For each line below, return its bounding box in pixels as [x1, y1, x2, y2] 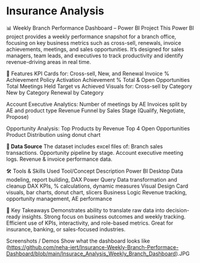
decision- [165, 206, 190, 213]
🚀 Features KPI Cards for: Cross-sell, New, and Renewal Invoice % [6, 70, 169, 77]
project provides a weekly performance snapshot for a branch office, [6, 33, 177, 40]
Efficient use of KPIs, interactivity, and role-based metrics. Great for [6, 219, 174, 227]
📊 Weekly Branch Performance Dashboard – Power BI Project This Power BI [6, 24, 195, 31]
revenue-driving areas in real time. [6, 58, 92, 65]
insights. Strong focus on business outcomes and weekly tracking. [22, 213, 186, 220]
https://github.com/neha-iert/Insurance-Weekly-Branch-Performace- [8, 243, 179, 250]
